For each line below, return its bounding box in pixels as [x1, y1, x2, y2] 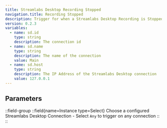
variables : [5, 26, 28, 31]
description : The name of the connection [14, 53, 101, 58]
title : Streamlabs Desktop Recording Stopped [5, 7, 101, 12]
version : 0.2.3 [5, 21, 37, 26]
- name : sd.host [9, 62, 43, 67]
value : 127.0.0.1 [14, 76, 50, 81]
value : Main [14, 58, 39, 63]
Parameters [5, 94, 42, 103]
